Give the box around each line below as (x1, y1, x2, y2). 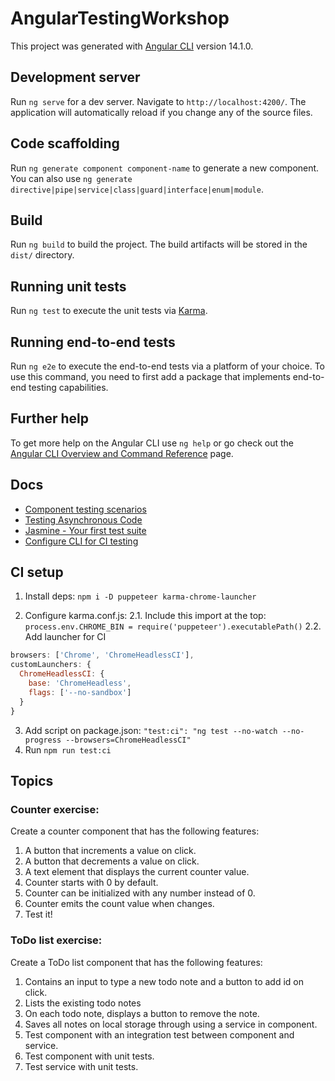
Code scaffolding (10, 135, 120, 152)
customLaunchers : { (10, 660, 92, 670)
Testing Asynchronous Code (24, 513, 143, 526)
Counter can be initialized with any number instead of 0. (24, 887, 256, 899)
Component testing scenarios (24, 503, 147, 515)
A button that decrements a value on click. (24, 855, 200, 867)
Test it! (24, 908, 53, 921)
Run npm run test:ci (24, 743, 112, 756)
